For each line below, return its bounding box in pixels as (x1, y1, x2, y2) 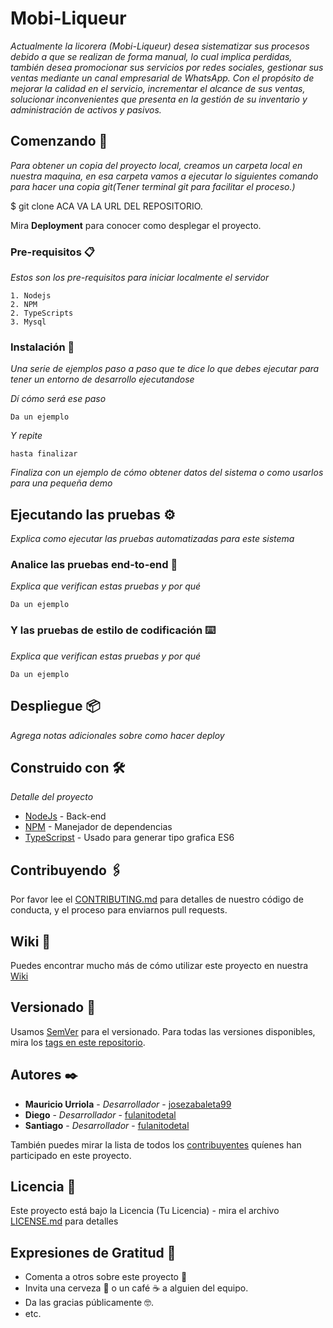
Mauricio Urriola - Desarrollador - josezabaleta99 (24, 1098, 232, 1110)
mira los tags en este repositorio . (10, 1036, 146, 1048)
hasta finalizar (10, 449, 78, 459)
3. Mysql (10, 317, 47, 327)
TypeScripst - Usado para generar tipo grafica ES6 (24, 832, 235, 844)
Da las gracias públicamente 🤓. (24, 1297, 155, 1309)
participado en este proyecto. (10, 1149, 132, 1161)
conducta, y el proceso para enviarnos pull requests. (10, 904, 228, 916)
